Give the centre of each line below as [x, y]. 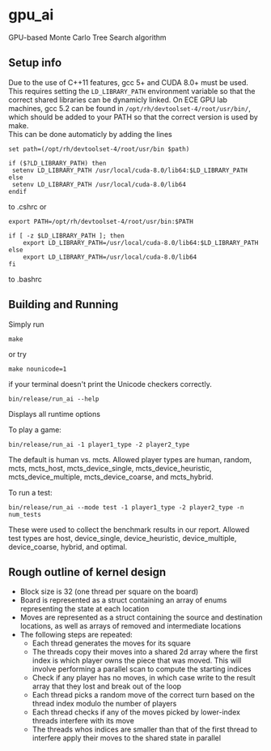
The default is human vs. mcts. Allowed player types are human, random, [130, 459]
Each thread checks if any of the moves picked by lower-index [136, 712]
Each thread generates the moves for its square [112, 643]
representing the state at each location [85, 609]
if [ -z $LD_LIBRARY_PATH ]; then [67, 236]
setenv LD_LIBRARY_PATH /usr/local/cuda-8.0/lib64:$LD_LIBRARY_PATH [130, 170]
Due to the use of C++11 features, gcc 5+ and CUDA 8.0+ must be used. [129, 82]
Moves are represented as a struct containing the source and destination [141, 617]
